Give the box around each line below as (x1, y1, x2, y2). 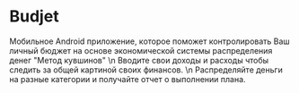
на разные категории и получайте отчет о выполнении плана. (9, 73, 246, 84)
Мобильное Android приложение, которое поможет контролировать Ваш (9, 36, 290, 46)
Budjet (9, 6, 60, 27)
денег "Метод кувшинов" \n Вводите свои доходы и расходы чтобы (9, 55, 269, 65)
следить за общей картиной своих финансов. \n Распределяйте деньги (9, 64, 283, 75)
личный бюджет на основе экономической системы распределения (9, 45, 273, 55)
